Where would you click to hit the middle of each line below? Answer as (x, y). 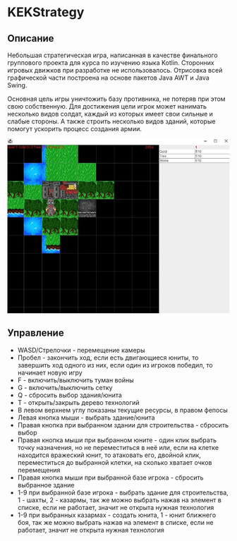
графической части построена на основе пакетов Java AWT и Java (108, 78)
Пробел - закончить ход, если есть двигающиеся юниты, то (108, 358)
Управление (36, 333)
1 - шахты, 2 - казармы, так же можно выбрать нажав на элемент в (120, 500)
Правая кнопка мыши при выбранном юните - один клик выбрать (117, 440)
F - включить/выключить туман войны (75, 380)
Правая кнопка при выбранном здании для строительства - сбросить (123, 425)
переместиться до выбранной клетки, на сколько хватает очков (115, 462)
